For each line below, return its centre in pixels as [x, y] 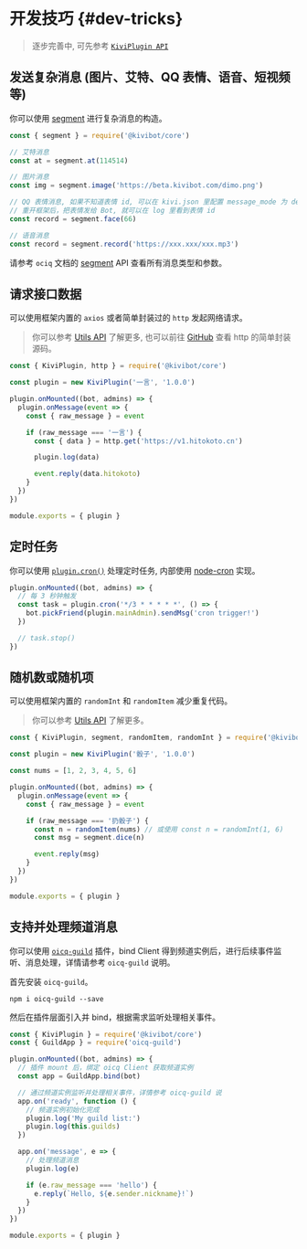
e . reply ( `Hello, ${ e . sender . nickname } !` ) [114, 1193]
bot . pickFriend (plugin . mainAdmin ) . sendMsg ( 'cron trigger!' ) [143, 613]
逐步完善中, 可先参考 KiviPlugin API [100, 46]
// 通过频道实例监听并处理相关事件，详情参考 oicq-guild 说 [120, 1093]
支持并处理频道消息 [64, 927]
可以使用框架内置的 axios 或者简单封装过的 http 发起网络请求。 [129, 318]
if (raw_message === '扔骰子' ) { [87, 820]
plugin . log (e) [53, 1169]
